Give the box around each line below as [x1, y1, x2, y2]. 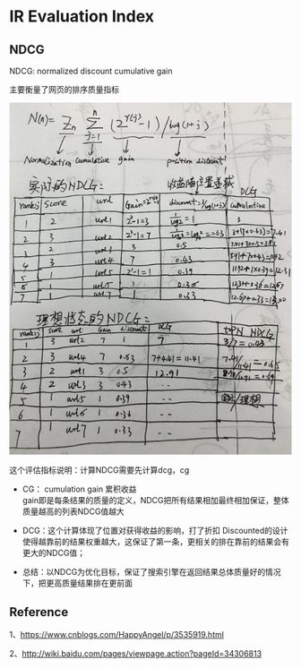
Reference [9, 604, 69, 620]
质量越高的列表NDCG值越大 [21, 506, 125, 517]
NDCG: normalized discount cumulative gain [9, 65, 173, 76]
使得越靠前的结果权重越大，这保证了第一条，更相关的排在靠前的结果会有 [21, 536, 289, 547]
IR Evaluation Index [9, 6, 155, 27]
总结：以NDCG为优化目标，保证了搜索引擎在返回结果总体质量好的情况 [21, 567, 282, 578]
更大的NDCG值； [21, 548, 86, 559]
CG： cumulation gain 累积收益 [21, 484, 137, 494]
